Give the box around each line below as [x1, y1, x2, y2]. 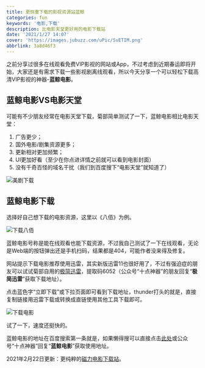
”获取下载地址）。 [22, 275, 65, 282]
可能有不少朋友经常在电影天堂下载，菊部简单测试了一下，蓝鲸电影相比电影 [6, 112, 193, 119]
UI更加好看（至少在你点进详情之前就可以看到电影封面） [15, 156, 154, 163]
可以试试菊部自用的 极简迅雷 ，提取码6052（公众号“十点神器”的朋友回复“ [11, 267, 192, 275]
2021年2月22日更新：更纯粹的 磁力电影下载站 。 [6, 355, 125, 363]
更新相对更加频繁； [15, 148, 64, 155]
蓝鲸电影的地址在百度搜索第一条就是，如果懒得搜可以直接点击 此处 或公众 [6, 334, 188, 342]
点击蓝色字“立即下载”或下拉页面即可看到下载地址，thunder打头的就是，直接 [6, 288, 196, 295]
